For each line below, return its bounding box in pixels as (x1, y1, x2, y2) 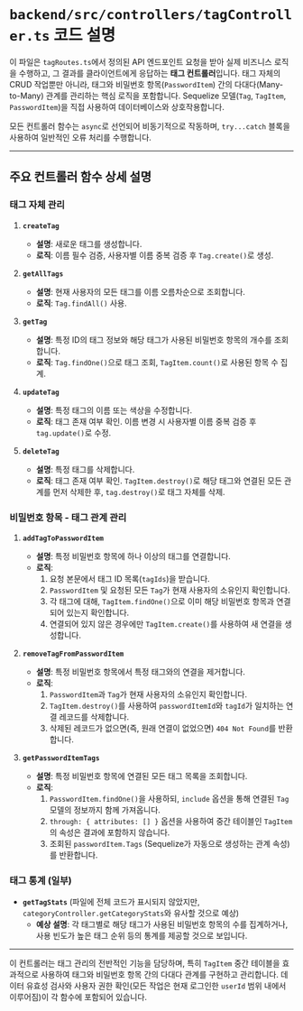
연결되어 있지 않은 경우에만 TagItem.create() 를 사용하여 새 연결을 (49, 618, 282, 629)
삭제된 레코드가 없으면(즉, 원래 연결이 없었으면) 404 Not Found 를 (49, 722, 277, 733)
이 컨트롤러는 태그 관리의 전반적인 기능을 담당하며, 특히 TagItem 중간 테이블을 (9, 958, 280, 969)
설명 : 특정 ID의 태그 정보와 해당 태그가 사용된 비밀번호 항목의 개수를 (35, 334, 272, 345)
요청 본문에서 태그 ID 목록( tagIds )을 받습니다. (49, 573, 210, 584)
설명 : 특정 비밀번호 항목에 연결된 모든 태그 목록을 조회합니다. (35, 770, 248, 781)
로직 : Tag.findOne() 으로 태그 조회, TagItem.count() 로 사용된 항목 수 (35, 356, 279, 367)
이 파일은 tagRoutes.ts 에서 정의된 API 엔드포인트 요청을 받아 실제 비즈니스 (9, 56, 272, 67)
